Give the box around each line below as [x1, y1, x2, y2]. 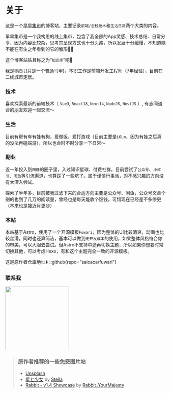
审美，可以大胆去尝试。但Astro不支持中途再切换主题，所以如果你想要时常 [9, 242, 164, 248]
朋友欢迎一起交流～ [14, 107, 54, 113]
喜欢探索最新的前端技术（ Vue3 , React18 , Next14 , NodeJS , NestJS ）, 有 [5, 100, 149, 107]
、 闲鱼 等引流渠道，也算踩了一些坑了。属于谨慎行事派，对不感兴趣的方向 [9, 173, 159, 179]
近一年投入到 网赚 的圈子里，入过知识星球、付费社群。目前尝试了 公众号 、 [5, 166, 154, 172]
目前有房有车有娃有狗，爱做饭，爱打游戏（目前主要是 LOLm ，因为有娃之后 [5, 133, 157, 139]
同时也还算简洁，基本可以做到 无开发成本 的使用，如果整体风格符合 [22, 235, 158, 242]
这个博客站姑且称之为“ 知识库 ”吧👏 [5, 57, 73, 63]
